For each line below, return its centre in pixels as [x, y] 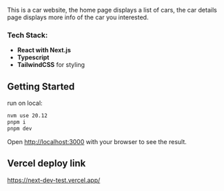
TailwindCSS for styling [51, 65]
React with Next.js [44, 50]
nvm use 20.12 [28, 116]
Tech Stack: [28, 35]
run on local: [25, 103]
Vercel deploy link [47, 164]
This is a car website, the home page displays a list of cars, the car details [112, 10]
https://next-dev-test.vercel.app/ [54, 180]
